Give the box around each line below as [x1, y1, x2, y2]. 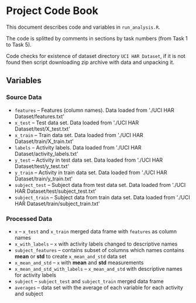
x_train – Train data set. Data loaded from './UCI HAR [14, 131, 143, 138]
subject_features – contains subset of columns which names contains [14, 246, 184, 253]
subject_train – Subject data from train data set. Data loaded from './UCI [14, 193, 190, 200]
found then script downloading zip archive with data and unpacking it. [6, 59, 174, 66]
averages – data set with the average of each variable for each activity [14, 284, 183, 291]
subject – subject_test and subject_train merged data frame [14, 277, 164, 285]
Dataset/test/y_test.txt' [14, 162, 70, 169]
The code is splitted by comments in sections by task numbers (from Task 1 [6, 35, 188, 42]
